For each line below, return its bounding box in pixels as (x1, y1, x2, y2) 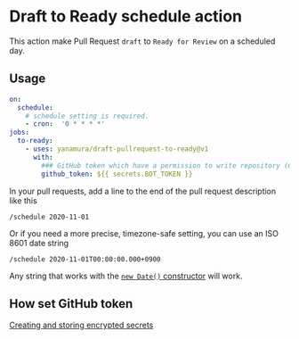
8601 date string (9, 237, 69, 248)
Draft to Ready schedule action (9, 6, 243, 27)
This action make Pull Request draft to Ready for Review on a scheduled (9, 36, 276, 46)
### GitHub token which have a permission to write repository (41, 161, 280, 170)
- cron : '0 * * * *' (25, 120, 105, 128)
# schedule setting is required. (25, 112, 149, 120)
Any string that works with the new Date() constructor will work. (9, 270, 243, 281)
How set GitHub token (9, 296, 133, 311)
